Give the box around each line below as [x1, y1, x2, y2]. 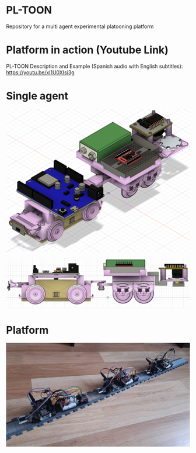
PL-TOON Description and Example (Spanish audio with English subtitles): [6, 63, 183, 70]
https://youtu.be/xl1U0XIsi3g [6, 68, 75, 76]
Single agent [6, 89, 69, 103]
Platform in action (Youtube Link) [6, 43, 169, 57]
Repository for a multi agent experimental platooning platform [6, 23, 154, 30]
